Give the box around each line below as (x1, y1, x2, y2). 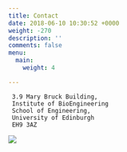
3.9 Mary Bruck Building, (11, 93, 98, 101)
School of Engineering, (11, 106, 91, 114)
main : (15, 57, 34, 65)
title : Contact (8, 11, 59, 20)
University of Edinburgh (11, 114, 94, 122)
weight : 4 (22, 64, 56, 72)
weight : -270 (8, 26, 52, 34)
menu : (8, 49, 26, 57)
